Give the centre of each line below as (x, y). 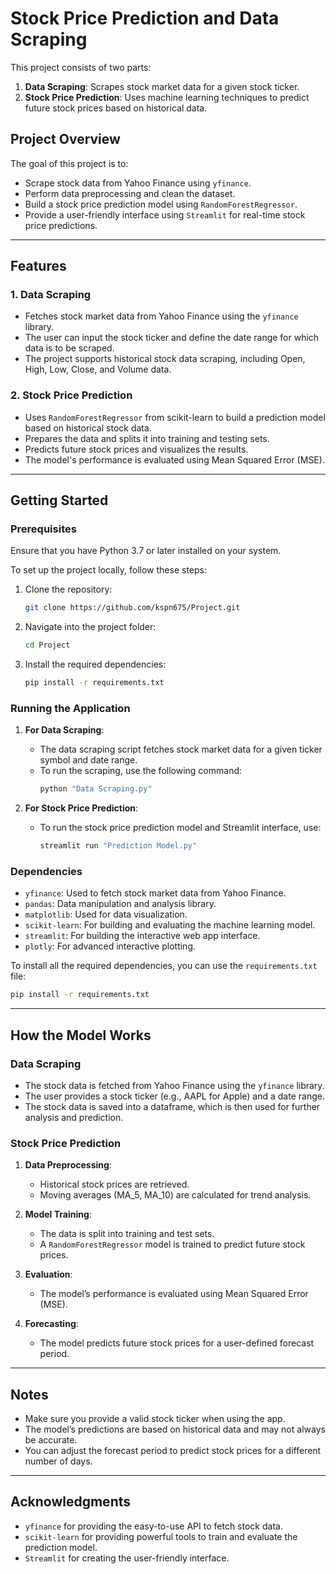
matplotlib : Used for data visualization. (106, 914)
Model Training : (58, 1214)
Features (38, 266)
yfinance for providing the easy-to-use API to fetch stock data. (153, 1526)
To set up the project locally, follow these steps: (109, 570)
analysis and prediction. (74, 1117)
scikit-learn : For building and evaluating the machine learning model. (170, 925)
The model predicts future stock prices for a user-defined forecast (177, 1343)
